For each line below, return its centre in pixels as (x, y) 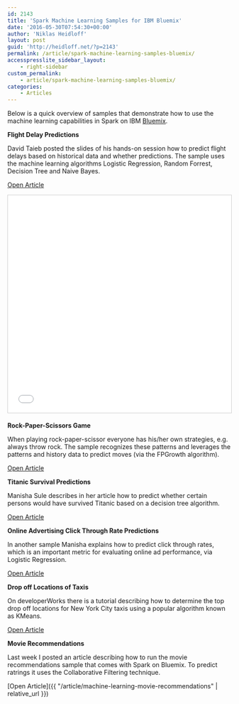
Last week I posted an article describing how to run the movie (98, 657)
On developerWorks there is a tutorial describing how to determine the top (116, 601)
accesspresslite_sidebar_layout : (57, 60)
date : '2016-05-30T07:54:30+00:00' (60, 27)
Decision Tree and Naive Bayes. (54, 171)
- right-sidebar (44, 67)
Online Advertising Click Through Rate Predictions (83, 531)
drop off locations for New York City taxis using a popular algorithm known (116, 609)
